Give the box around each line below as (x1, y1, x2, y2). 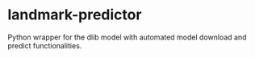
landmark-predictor (7, 6, 142, 24)
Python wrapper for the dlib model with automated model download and (7, 32, 247, 42)
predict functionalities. (7, 40, 82, 50)
